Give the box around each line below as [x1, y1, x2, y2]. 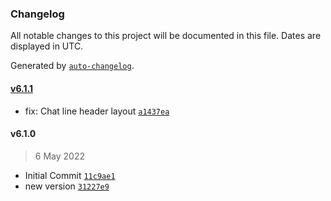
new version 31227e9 [24, 180, 110, 192]
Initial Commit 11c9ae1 [24, 169, 116, 181]
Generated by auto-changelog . [10, 60, 135, 72]
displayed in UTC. [10, 40, 84, 52]
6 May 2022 [34, 150, 85, 162]
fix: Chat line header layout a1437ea [24, 105, 170, 117]
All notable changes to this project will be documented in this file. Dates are [10, 30, 322, 42]
